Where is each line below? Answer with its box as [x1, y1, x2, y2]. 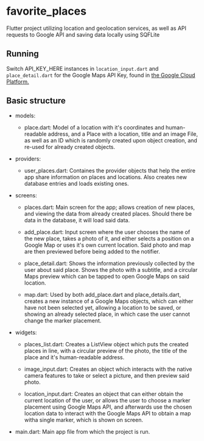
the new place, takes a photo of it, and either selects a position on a [24, 235, 194, 242]
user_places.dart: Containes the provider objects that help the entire [24, 167, 196, 174]
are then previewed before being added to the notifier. [24, 247, 160, 255]
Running [6, 49, 40, 59]
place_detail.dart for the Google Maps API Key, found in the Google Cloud [6, 71, 195, 79]
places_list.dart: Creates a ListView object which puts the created [24, 340, 189, 348]
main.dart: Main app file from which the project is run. [15, 428, 150, 435]
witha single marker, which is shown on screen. [24, 416, 143, 423]
